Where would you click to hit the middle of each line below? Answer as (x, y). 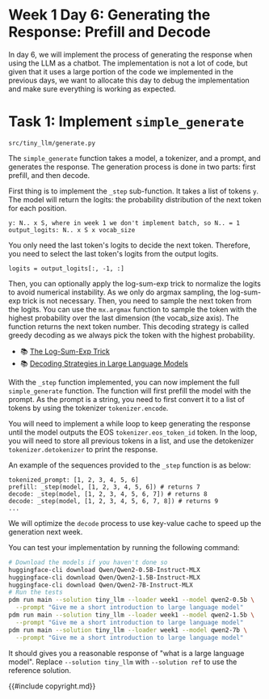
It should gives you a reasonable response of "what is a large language (126, 653)
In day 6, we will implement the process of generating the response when (130, 54)
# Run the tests (36, 592)
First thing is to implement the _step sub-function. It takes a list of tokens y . (134, 191)
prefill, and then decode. (49, 175)
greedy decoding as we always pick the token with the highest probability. (132, 335)
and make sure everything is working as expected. (92, 89)
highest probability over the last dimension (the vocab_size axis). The (124, 318)
